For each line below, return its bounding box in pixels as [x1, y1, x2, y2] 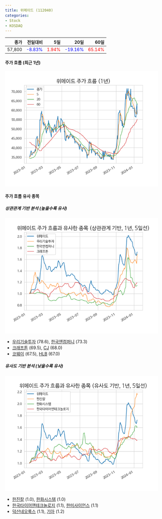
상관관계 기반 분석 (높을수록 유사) [5, 205, 67, 211]
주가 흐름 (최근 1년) [5, 60, 41, 66]
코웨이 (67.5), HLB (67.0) [12, 351, 60, 357]
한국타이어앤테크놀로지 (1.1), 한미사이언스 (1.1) [12, 502, 98, 508]
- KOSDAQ [5, 23, 23, 28]
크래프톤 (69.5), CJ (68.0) [12, 345, 63, 351]
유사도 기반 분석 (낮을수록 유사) [5, 363, 64, 369]
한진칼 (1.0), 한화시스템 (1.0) [12, 497, 66, 502]
